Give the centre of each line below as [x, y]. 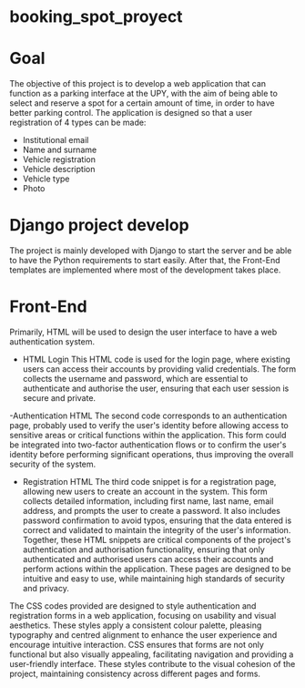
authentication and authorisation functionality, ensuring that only [144, 549]
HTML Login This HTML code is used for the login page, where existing [157, 359]
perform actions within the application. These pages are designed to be [157, 569]
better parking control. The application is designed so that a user [131, 113]
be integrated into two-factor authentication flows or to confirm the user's [148, 445]
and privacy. [46, 588]
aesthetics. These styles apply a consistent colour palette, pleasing [136, 625]
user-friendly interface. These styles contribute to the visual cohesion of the [152, 664]
